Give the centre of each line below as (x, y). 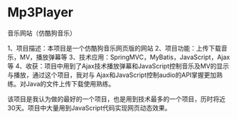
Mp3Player (40, 12)
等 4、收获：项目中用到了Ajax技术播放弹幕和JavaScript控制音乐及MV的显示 (118, 66)
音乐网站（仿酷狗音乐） (42, 33)
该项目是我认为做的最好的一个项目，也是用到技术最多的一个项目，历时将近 (116, 99)
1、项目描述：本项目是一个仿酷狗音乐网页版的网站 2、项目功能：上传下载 (115, 48)
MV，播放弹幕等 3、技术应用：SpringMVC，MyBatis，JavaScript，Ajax (125, 57)
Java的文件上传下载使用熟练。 (70, 83)
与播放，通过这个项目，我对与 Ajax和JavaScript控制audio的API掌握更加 (112, 75)
